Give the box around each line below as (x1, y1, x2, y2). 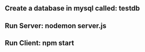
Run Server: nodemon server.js (5, 21, 107, 30)
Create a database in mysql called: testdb (5, 4, 140, 13)
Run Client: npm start (5, 39, 74, 47)
